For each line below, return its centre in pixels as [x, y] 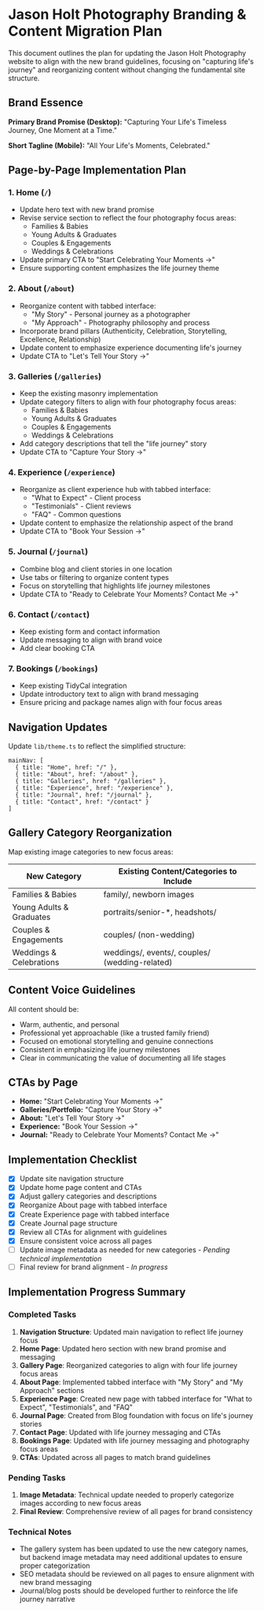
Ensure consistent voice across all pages [86, 1240]
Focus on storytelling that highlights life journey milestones [115, 586]
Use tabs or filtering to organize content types [94, 577]
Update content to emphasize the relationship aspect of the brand [126, 523]
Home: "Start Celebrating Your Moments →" [91, 1101]
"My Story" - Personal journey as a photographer [111, 314]
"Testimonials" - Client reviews [81, 506]
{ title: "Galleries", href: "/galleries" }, [91, 781]
